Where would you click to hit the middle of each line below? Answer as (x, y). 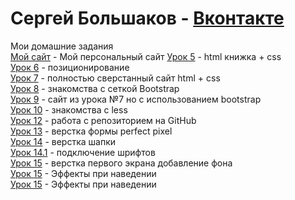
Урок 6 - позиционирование (70, 67)
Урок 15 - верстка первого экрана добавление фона (121, 163)
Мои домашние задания (62, 46)
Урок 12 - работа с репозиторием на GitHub (103, 120)
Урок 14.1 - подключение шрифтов (83, 152)
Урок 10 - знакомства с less (69, 109)
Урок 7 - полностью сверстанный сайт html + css (115, 78)
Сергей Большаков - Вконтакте (147, 18)
